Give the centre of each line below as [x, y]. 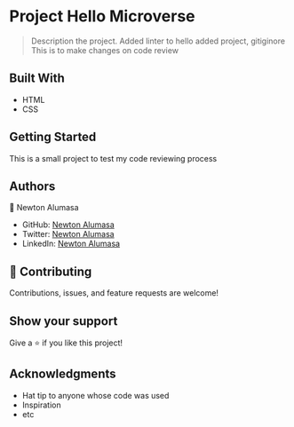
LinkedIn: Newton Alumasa [71, 244]
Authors [32, 186]
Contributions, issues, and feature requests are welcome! [114, 293]
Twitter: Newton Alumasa [68, 234]
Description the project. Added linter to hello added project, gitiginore [158, 41]
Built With [37, 79]
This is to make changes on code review [105, 50]
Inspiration [41, 405]
